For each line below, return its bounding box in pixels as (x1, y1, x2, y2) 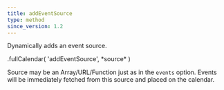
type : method (7, 16, 45, 23)
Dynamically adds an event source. (7, 42, 107, 50)
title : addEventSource (7, 10, 73, 17)
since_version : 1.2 (7, 23, 64, 30)
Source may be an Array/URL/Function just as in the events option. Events (7, 68, 217, 76)
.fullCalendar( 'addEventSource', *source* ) (7, 55, 131, 63)
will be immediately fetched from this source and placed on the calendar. (7, 76, 215, 84)
